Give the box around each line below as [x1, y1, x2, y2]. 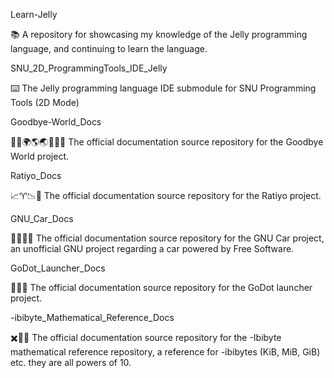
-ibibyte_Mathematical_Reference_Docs [10, 312, 175, 323]
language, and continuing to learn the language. [10, 43, 208, 54]
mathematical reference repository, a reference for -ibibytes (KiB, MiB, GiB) [10, 346, 321, 358]
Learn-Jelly [10, 9, 58, 20]
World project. [10, 150, 70, 162]
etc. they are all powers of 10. [10, 357, 132, 368]
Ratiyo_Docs [10, 170, 62, 181]
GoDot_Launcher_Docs [10, 262, 106, 274]
